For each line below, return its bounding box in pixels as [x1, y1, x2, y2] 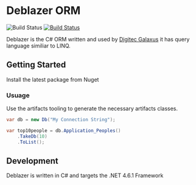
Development [6, 156, 59, 166]
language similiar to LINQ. [6, 42, 71, 49]
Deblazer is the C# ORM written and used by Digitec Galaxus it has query [6, 35, 190, 43]
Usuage [6, 91, 30, 99]
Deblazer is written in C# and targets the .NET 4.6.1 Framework [6, 172, 164, 180]
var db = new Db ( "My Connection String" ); [6, 117, 116, 123]
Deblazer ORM [6, 4, 81, 18]
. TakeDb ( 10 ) [17, 133, 47, 139]
